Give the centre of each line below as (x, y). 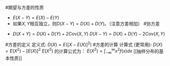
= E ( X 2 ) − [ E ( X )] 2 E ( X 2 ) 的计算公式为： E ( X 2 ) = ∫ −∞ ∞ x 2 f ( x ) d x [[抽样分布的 (82, 51)
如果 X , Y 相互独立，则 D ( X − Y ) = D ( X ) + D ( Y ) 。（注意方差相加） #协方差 (86, 24)
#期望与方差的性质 (25, 7)
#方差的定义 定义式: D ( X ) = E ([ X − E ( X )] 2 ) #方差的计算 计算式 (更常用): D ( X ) (84, 44)
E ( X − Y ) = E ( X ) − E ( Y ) (36, 18)
